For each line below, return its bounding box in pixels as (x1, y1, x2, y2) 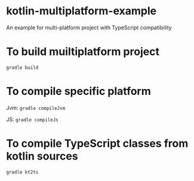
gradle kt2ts (6, 169, 39, 175)
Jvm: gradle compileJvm (6, 104, 66, 111)
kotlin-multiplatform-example (6, 4, 157, 18)
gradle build (6, 65, 39, 70)
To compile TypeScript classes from (6, 137, 189, 150)
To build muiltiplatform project (6, 45, 160, 59)
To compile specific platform (6, 85, 151, 98)
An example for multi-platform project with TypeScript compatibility (6, 24, 172, 31)
